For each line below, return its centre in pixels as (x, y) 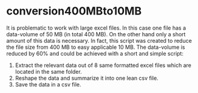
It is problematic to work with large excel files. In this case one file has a (96, 28)
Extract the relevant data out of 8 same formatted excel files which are (103, 65)
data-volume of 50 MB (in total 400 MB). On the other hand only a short (96, 34)
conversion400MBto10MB (74, 11)
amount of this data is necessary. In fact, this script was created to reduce (99, 40)
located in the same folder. (48, 71)
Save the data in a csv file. (48, 84)
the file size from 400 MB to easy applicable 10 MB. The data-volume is (96, 47)
